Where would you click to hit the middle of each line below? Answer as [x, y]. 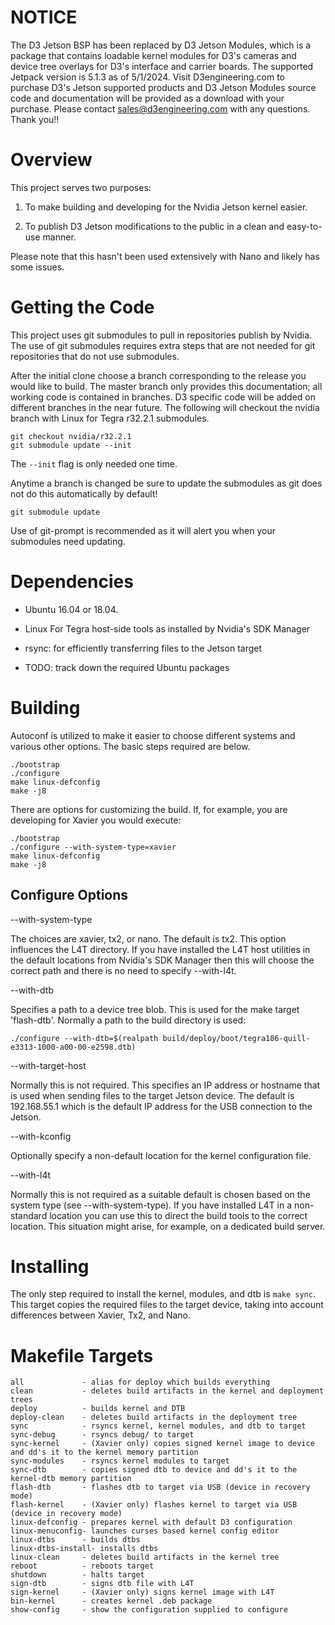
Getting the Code [82, 307]
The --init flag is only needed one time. [94, 463]
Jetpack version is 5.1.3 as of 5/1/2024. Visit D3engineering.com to [147, 77]
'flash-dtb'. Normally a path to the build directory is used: [128, 1020]
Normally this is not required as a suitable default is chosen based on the [160, 1194]
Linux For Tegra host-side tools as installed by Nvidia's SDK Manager [167, 628]
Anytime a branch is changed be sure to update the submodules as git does [166, 483]
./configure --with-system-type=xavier [93, 847]
